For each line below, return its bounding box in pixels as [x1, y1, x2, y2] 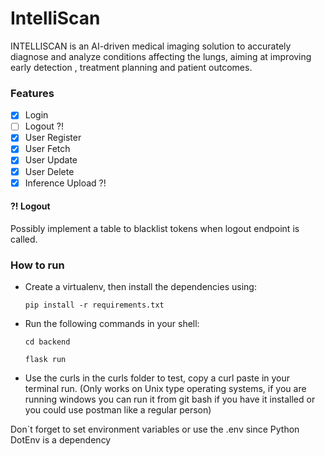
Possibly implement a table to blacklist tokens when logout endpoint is [10, 222, 300, 234]
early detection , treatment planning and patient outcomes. [10, 61, 253, 73]
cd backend [24, 337, 71, 347]
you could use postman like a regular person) [24, 404, 212, 416]
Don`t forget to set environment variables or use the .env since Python [10, 423, 300, 436]
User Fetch [24, 143, 71, 155]
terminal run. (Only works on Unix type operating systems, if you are [24, 383, 307, 395]
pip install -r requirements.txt [24, 300, 165, 311]
